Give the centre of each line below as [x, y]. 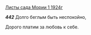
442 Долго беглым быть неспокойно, [46, 17]
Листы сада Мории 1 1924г [34, 7]
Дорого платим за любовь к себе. [42, 27]
